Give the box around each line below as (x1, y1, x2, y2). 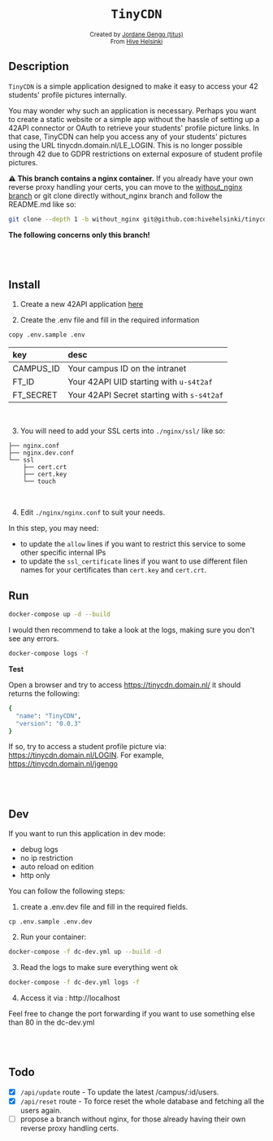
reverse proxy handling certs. (19, 1123, 119, 1133)
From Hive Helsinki (110, 37, 163, 46)
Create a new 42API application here (19, 300, 144, 309)
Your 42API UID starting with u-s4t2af (67, 376, 213, 388)
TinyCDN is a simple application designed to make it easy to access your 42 (8, 81, 258, 91)
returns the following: (8, 688, 80, 698)
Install (8, 278, 41, 292)
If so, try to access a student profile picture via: (8, 742, 167, 752)
